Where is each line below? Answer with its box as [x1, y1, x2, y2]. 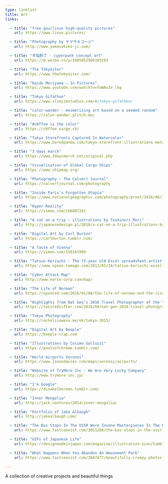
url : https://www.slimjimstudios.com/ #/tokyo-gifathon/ [14, 99, 133, 104]
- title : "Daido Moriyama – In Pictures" [9, 81, 97, 86]
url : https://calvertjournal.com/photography [14, 181, 111, 186]
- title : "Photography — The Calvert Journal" [9, 176, 108, 181]
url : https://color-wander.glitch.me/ [14, 112, 95, 118]
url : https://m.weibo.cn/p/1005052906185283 [14, 58, 108, 63]
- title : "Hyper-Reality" [9, 204, 64, 209]
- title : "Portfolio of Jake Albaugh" [9, 409, 91, 414]
